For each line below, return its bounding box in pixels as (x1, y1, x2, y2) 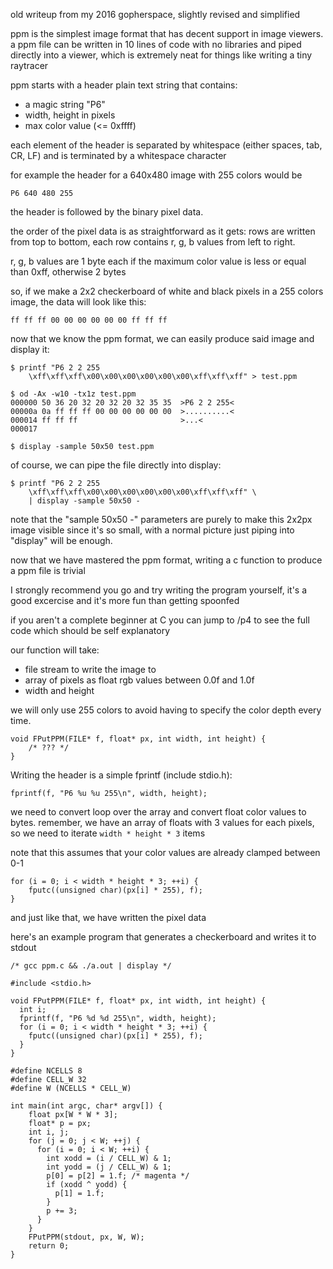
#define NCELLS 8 (10, 1066, 83, 1076)
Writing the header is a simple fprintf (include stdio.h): (10, 769, 233, 781)
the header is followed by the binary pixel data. (10, 206, 204, 218)
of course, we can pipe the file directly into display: (10, 459, 222, 471)
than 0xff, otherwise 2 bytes (10, 266, 127, 278)
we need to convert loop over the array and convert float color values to (10, 806, 307, 818)
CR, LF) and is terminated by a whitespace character (10, 150, 227, 161)
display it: (10, 344, 50, 355)
